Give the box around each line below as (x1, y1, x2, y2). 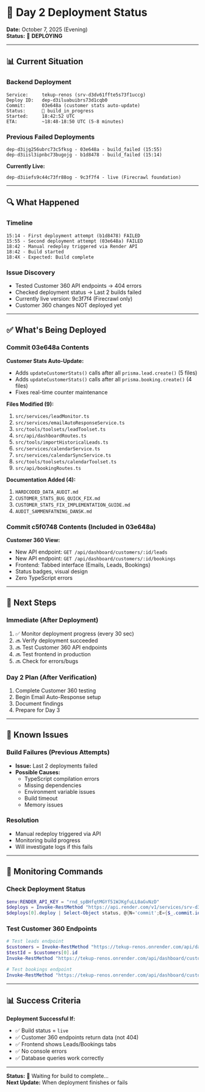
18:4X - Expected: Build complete (6, 254, 95, 260)
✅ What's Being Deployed (6, 325, 107, 335)
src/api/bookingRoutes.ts (15, 465, 81, 471)
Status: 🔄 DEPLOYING (6, 32, 63, 39)
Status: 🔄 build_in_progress (6, 108, 95, 114)
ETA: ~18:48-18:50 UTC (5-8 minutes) (6, 119, 124, 125)
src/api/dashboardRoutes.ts (15, 433, 87, 439)
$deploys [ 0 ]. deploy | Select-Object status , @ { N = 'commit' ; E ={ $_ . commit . (6, 910, 195, 916)
